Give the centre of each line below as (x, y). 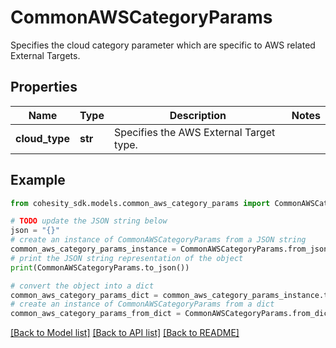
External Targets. (45, 55)
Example (38, 180)
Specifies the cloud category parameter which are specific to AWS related (163, 45)
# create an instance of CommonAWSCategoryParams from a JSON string (158, 240)
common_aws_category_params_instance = (93, 249)
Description (198, 115)
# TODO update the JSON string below (89, 221)
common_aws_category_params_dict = (84, 295)
